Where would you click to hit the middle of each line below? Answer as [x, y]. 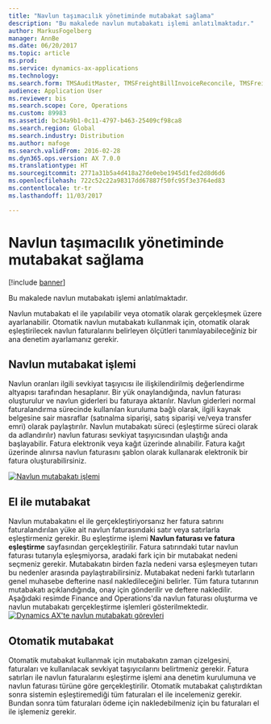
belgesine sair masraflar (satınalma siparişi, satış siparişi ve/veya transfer [130, 418]
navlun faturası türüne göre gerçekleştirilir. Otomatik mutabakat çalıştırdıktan [135, 686]
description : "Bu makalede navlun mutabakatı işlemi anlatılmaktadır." [131, 23]
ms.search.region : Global [52, 128]
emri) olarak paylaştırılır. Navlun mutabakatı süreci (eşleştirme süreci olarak [133, 426]
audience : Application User [56, 91]
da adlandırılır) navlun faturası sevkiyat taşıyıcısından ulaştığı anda [118, 435]
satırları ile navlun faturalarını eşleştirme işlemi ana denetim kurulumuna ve [132, 677]
